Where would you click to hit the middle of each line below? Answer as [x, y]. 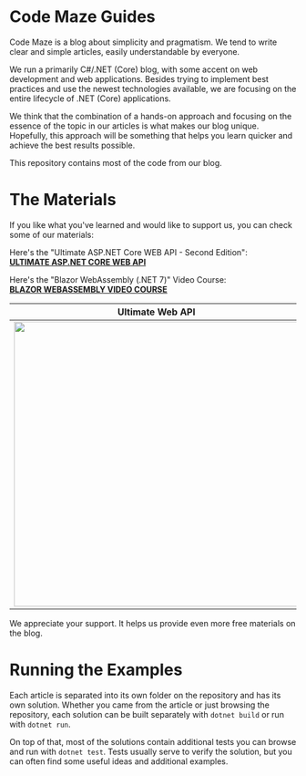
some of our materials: [51, 234]
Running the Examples [96, 670]
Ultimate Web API [156, 312]
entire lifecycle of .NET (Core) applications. [90, 98]
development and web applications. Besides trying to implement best [139, 78]
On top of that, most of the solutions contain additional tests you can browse [153, 741]
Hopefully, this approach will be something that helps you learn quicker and [151, 135]
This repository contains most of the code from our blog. [116, 162]
